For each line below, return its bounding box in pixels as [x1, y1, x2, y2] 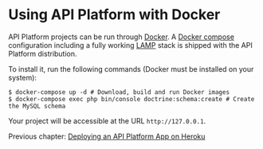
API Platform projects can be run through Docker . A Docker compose [8, 32, 235, 41]
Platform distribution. [8, 49, 77, 58]
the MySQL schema [8, 102, 66, 110]
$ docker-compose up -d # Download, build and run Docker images [8, 88, 230, 96]
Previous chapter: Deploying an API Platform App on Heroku [8, 131, 206, 141]
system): [8, 73, 37, 82]
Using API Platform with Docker [8, 6, 221, 24]
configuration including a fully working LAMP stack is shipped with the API [8, 40, 253, 49]
